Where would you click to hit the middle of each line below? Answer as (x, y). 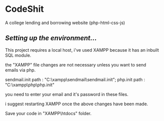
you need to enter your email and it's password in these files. (67, 94)
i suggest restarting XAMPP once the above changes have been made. (77, 104)
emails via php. (20, 70)
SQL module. (18, 55)
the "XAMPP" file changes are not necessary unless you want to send (76, 64)
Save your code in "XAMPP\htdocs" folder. (48, 113)
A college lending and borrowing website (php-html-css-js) (65, 23)
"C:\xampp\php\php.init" (30, 85)
